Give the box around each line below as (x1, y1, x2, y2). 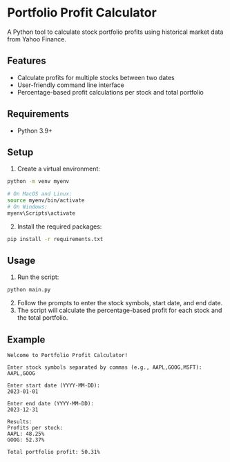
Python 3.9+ (17, 126, 53, 135)
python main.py (7, 287, 51, 293)
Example (7, 334, 46, 345)
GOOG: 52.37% (7, 436, 45, 443)
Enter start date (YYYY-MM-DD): (7, 382, 100, 389)
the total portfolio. (17, 314, 68, 322)
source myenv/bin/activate (7, 197, 85, 204)
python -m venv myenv (7, 178, 70, 185)
